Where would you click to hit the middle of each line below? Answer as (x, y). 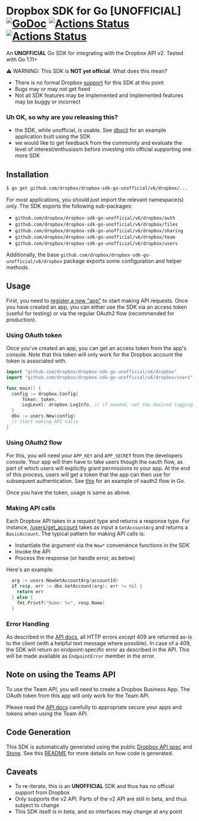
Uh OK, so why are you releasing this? (62, 117)
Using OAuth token (34, 335)
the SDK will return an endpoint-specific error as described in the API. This (98, 649)
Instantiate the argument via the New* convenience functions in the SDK (102, 545)
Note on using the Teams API (61, 675)
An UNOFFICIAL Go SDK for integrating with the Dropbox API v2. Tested (95, 53)
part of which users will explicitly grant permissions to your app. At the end (98, 469)
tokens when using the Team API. (47, 713)
